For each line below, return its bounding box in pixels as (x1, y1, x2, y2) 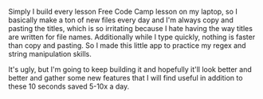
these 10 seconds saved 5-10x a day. (8, 81, 130, 91)
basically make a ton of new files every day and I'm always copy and (8, 15, 234, 25)
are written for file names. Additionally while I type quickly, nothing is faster (8, 32, 256, 42)
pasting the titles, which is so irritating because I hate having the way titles (8, 24, 253, 33)
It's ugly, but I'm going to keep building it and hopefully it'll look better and (8, 65, 253, 74)
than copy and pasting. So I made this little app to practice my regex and (8, 41, 246, 50)
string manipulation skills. (8, 49, 92, 58)
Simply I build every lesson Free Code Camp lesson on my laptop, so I (8, 7, 237, 16)
